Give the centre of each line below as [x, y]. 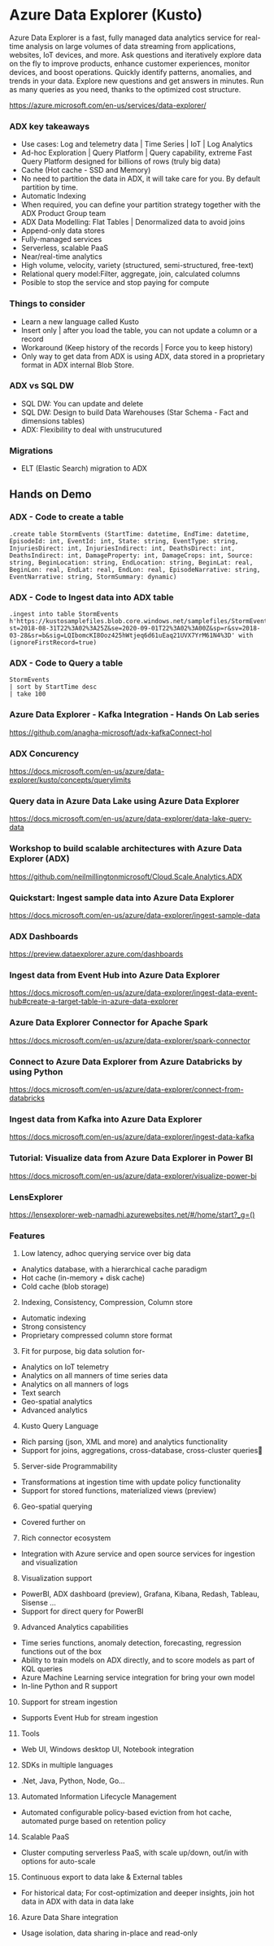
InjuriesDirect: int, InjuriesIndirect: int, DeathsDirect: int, [122, 548]
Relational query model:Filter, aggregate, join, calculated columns [130, 274]
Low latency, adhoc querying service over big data [106, 1254]
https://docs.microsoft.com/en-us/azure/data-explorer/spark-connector [130, 1040]
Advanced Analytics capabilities [75, 1628]
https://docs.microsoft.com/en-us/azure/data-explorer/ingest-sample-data [135, 915]
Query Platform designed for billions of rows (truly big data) [121, 161]
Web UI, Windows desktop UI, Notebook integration [107, 1750]
